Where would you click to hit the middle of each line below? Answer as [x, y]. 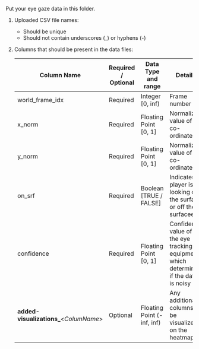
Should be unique [45, 31]
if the [177, 276]
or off [177, 207]
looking [180, 192]
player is [181, 185]
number [180, 104]
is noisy [180, 283]
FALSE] [151, 203]
